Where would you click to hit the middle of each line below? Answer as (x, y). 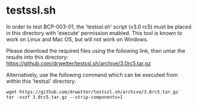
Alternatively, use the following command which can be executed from (92, 75)
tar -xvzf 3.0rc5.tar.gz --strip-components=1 (64, 97)
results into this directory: (37, 57)
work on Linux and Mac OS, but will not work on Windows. (77, 39)
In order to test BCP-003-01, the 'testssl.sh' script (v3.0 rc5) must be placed (99, 27)
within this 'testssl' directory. (41, 81)
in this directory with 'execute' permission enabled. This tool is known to (94, 33)
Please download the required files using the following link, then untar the (96, 50)
